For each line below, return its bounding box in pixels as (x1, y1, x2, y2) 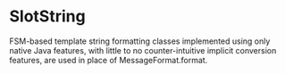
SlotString (9, 6, 87, 27)
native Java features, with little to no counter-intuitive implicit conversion (9, 45, 277, 55)
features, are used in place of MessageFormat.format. (9, 54, 208, 65)
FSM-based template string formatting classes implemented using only (9, 36, 271, 46)
